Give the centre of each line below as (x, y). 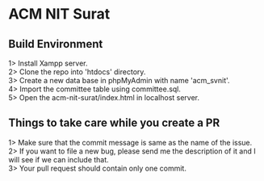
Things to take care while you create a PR (114, 123)
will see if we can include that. (59, 159)
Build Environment (56, 44)
